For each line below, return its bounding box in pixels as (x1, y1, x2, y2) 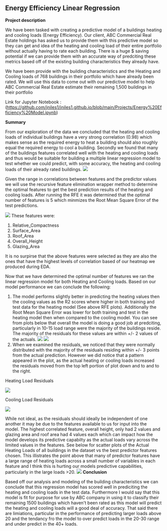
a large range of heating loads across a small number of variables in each (5, 457, 156, 464)
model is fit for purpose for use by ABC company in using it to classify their (5, 494, 159, 500)
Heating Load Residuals (5, 377, 54, 383)
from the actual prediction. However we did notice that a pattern (12, 352, 144, 358)
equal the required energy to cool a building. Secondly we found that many (5, 144, 158, 151)
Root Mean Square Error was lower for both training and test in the (12, 309, 149, 315)
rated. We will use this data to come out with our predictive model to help (5, 79, 155, 85)
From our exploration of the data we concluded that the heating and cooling (5, 129, 160, 135)
